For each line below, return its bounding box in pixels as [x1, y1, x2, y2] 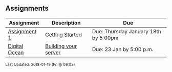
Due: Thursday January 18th [92, 28, 161, 35]
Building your [45, 42, 77, 50]
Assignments [5, 4, 49, 13]
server [45, 49, 61, 56]
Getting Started [45, 31, 82, 38]
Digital [8, 42, 24, 50]
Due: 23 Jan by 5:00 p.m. [92, 45, 154, 53]
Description [51, 19, 81, 26]
